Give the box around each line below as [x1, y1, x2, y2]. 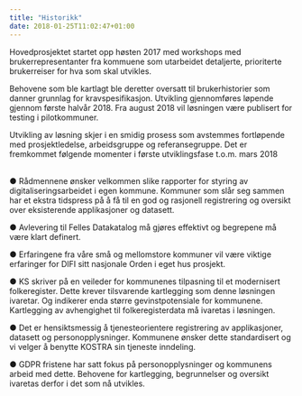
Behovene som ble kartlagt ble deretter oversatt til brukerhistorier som [9, 83, 270, 94]
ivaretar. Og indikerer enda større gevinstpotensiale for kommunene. [9, 295, 263, 306]
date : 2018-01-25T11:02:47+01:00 [9, 22, 135, 31]
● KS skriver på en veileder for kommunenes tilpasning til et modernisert [9, 276, 281, 287]
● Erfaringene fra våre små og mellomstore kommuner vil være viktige [9, 249, 272, 260]
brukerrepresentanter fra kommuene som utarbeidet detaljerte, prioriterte [9, 56, 282, 67]
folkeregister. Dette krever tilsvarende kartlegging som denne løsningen [9, 285, 276, 296]
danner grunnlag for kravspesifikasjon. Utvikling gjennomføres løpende [9, 92, 274, 104]
